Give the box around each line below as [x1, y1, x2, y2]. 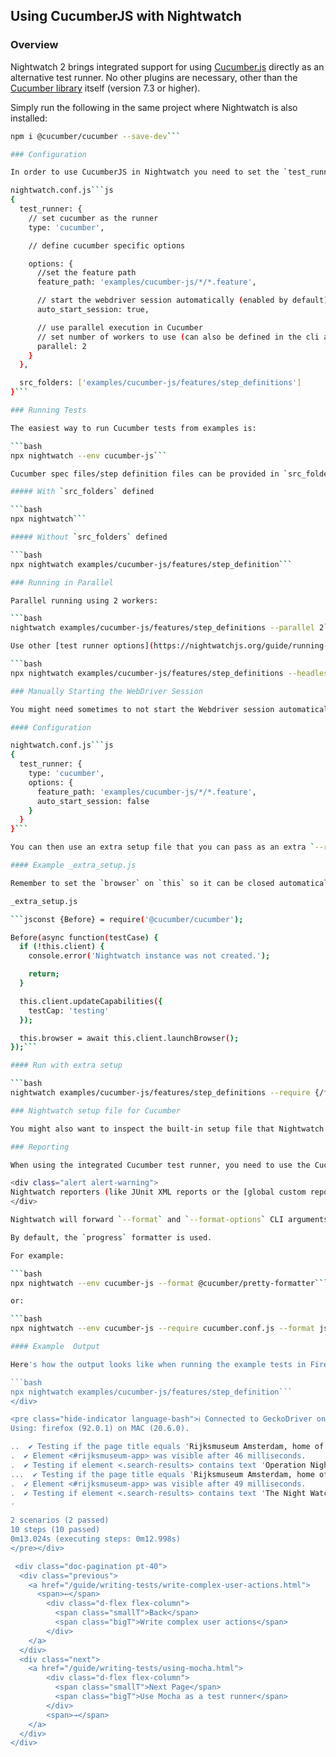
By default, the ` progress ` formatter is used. [10, 1232, 213, 1243]
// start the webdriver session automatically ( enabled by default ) [36, 295, 329, 306]
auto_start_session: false [36, 796, 150, 806]
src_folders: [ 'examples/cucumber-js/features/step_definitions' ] [19, 378, 302, 388]
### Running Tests [10, 405, 87, 416]
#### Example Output [10, 1342, 101, 1352]
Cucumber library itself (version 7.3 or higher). [10, 82, 201, 94]
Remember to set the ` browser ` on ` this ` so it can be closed [10, 878, 275, 888]
